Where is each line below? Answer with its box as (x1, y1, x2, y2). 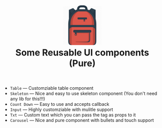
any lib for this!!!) (10, 96, 45, 102)
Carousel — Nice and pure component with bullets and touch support (10, 117, 154, 123)
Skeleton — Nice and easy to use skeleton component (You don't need (10, 90, 157, 96)
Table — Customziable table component (10, 85, 93, 91)
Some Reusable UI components (15, 47, 149, 58)
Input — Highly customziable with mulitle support (10, 106, 114, 112)
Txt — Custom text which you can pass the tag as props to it (10, 111, 136, 118)
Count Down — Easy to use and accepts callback (10, 101, 110, 107)
